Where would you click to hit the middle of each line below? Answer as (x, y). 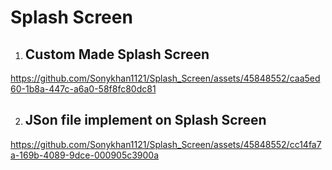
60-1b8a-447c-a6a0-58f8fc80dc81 (83, 89)
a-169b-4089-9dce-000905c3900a (85, 155)
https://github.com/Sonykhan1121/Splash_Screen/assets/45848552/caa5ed (165, 78)
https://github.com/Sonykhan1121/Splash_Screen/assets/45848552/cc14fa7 (166, 144)
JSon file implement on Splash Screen (145, 120)
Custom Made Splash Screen (117, 54)
